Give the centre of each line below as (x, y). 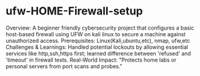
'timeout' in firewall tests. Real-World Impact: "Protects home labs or (91, 60)
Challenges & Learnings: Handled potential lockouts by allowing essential (97, 47)
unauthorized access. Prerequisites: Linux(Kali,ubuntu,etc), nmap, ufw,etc (98, 40)
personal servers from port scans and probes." (64, 66)
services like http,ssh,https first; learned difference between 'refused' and (98, 53)
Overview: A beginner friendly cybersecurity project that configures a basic (100, 28)
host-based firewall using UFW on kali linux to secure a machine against (96, 34)
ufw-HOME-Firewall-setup (74, 11)
